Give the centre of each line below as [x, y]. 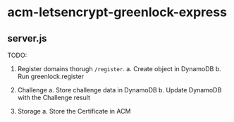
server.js [27, 38]
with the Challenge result [54, 97]
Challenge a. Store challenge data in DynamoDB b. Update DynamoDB [119, 90]
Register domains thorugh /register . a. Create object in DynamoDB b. [119, 69]
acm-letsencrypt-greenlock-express [117, 12]
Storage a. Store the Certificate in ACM [74, 111]
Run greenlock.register [51, 76]
